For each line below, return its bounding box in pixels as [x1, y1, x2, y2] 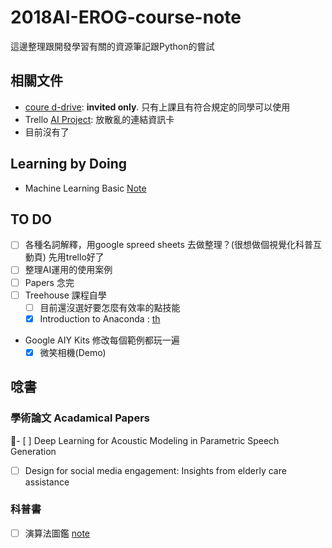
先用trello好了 [48, 251, 105, 263]
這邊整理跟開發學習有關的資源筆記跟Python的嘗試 [10, 40, 215, 52]
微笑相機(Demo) [39, 346, 107, 358]
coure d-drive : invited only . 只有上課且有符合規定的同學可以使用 [24, 101, 291, 113]
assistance [24, 476, 70, 488]
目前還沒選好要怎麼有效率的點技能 [39, 301, 181, 313]
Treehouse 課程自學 [24, 289, 107, 301]
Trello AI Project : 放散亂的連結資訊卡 [24, 113, 175, 125]
